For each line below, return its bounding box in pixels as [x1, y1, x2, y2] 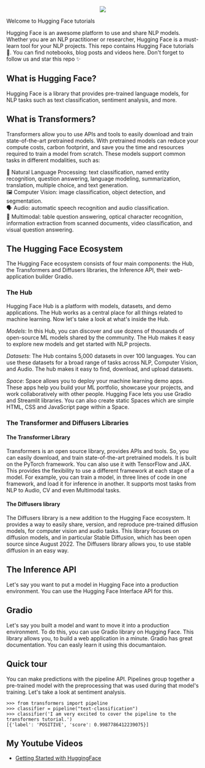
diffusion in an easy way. [6, 547, 69, 554]
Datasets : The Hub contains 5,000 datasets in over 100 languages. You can [6, 352, 196, 359]
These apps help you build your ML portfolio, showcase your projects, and [6, 384, 194, 391]
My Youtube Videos [6, 738, 83, 748]
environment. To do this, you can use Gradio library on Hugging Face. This [6, 628, 194, 635]
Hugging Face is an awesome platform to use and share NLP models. [6, 29, 181, 36]
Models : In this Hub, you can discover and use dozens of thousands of [6, 327, 185, 335]
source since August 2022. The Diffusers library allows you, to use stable [6, 540, 192, 548]
